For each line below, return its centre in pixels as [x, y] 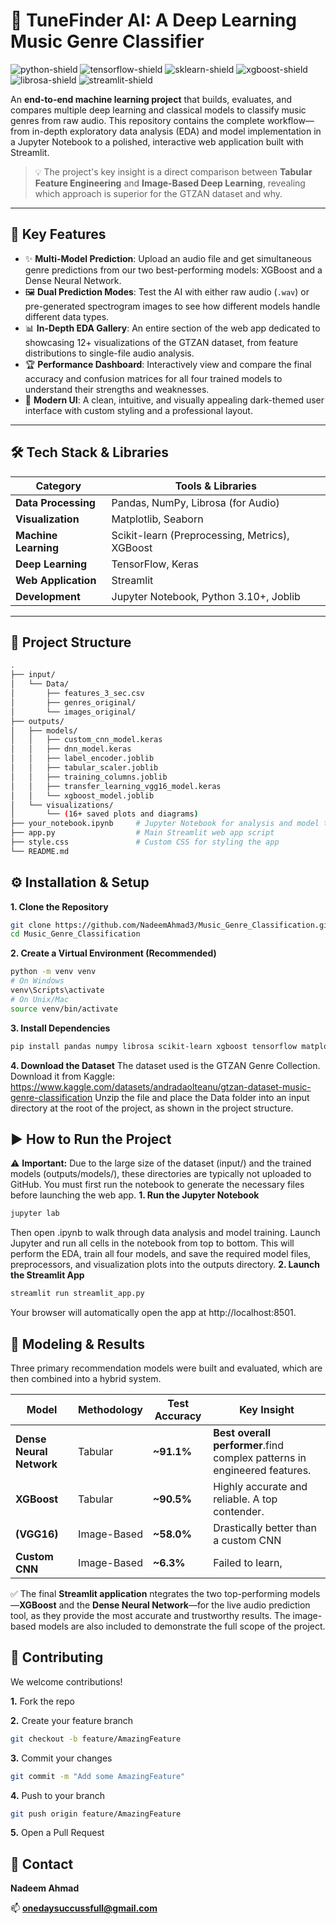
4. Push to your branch [57, 1795]
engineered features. [262, 1470]
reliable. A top [245, 1499]
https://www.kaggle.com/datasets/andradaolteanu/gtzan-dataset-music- [161, 1086]
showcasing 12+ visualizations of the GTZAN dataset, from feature [161, 342]
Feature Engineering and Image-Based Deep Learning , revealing [170, 183]
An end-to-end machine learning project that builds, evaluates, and [151, 99]
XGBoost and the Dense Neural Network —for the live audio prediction [165, 1605]
